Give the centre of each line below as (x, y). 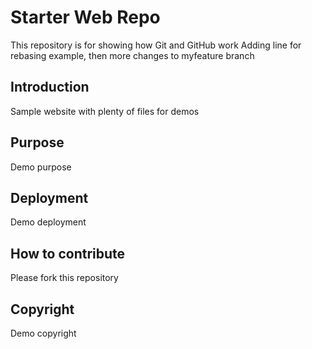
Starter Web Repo (85, 17)
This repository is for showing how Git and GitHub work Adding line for (156, 45)
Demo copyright (43, 333)
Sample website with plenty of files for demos (105, 111)
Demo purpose (41, 167)
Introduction (50, 87)
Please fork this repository (64, 278)
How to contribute (68, 253)
